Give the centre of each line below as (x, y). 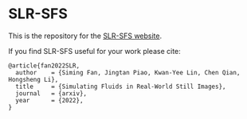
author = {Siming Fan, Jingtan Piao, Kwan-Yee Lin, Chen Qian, (128, 72)
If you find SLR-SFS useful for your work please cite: (94, 51)
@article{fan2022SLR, (44, 65)
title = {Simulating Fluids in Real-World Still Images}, (121, 86)
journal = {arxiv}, (51, 93)
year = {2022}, (49, 100)
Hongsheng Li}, (33, 79)
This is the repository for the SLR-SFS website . (85, 36)
